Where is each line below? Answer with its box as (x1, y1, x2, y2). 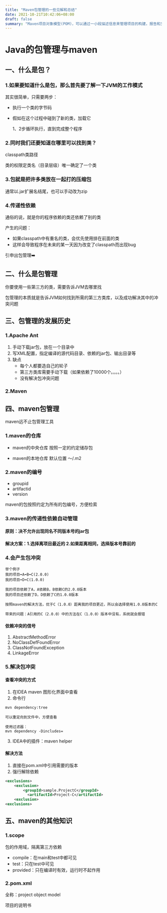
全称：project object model (5, 892, 61, 898)
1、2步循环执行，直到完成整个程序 (12, 126, 83, 132)
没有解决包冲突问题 (19, 375, 60, 381)
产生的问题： (5, 225, 31, 231)
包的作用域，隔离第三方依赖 (5, 844, 62, 850)
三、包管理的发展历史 (5, 317, 71, 325)
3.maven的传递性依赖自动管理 (5, 515, 78, 522)
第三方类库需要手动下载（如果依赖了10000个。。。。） (19, 369, 124, 375)
